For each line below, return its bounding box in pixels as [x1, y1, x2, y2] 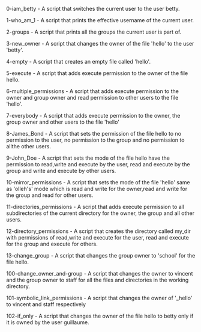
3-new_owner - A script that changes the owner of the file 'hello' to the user [6, 40, 194, 47]
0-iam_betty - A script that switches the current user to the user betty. [6, 5, 180, 12]
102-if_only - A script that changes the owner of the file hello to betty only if [6, 312, 194, 319]
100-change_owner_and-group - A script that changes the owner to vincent [6, 270, 193, 277]
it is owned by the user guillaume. [6, 319, 89, 326]
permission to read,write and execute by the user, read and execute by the [6, 161, 190, 168]
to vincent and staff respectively [6, 301, 86, 308]
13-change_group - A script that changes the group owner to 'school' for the [6, 252, 196, 259]
